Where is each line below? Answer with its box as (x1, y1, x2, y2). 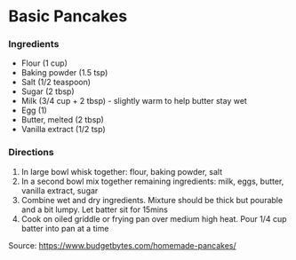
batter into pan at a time (20, 223, 109, 233)
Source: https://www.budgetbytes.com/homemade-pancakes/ (8, 240, 236, 250)
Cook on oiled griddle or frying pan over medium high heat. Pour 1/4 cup (20, 213, 287, 224)
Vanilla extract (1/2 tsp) (20, 124, 106, 135)
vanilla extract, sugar (20, 185, 99, 196)
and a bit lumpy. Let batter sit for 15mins (20, 204, 168, 215)
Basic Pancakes (8, 6, 128, 27)
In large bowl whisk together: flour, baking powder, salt (20, 166, 223, 177)
